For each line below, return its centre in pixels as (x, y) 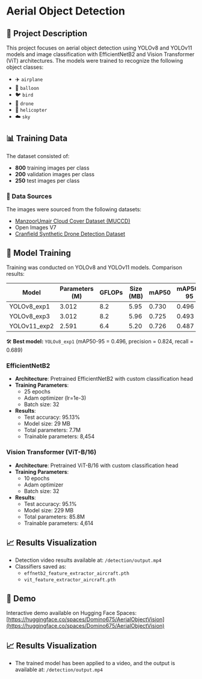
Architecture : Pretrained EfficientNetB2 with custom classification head (104, 379)
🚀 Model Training (38, 253)
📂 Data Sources (29, 196)
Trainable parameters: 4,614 (59, 523)
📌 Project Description (47, 33)
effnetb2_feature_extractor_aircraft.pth (76, 574)
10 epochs (37, 478)
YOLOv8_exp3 (29, 316)
